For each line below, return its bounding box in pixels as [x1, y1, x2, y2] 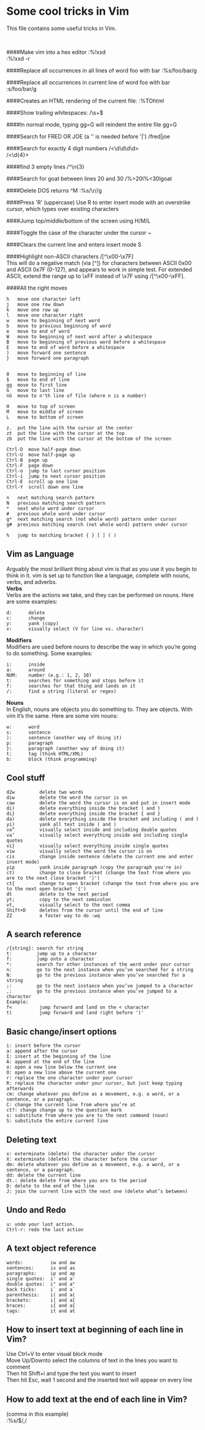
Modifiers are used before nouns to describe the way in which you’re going [6, 643, 196, 650]
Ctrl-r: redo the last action [6, 1226, 84, 1232]
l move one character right [6, 312, 84, 318]
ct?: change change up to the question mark [6, 1107, 122, 1113]
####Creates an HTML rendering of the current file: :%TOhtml [6, 97, 164, 104]
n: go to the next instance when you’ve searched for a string [6, 967, 193, 973]
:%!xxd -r [6, 55, 30, 62]
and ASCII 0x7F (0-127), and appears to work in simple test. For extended [6, 266, 192, 273]
